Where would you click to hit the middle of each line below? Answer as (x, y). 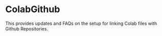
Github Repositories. (27, 28)
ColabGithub (33, 9)
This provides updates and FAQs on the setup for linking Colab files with (81, 23)
